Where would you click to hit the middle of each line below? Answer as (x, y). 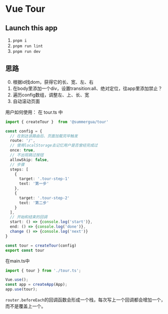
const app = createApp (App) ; (36, 285)
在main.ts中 (17, 261)
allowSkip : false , (30, 160)
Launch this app (31, 28)
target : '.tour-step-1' (44, 179)
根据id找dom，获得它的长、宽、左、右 (53, 82)
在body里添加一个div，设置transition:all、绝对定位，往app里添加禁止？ (88, 88)
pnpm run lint (28, 46)
